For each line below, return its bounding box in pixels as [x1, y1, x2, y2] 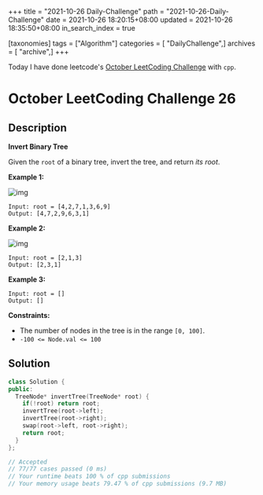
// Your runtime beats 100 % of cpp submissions [8, 472, 171, 481]
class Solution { [8, 378, 65, 386]
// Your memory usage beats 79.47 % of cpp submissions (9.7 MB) [8, 480, 227, 488]
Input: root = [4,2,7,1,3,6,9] [8, 203, 111, 211]
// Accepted [8, 458, 47, 466]
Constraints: [8, 311, 50, 320]
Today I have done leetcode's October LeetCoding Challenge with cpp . [8, 62, 236, 72]
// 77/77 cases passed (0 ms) [8, 465, 108, 473]
